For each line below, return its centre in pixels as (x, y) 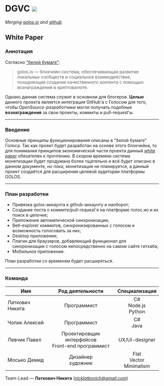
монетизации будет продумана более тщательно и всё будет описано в (80, 161)
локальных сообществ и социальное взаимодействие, (74, 77)
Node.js (137, 305)
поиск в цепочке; (30, 215)
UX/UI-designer (137, 339)
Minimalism (137, 366)
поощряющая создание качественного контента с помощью (80, 82)
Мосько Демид (26, 360)
